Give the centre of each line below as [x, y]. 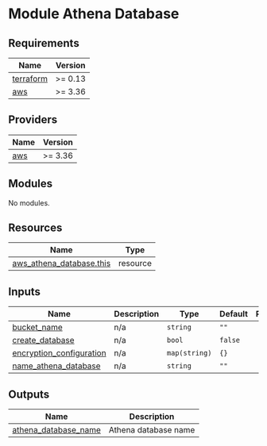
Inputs [25, 292]
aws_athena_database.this [62, 263]
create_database [43, 340]
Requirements [44, 43]
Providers [33, 120]
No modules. [29, 202]
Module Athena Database [94, 14]
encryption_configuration [59, 353]
